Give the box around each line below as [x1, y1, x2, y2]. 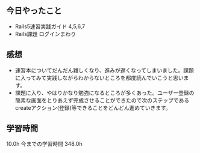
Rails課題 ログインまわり [14, 30, 77, 37]
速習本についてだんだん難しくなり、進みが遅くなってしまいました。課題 [14, 67, 195, 74]
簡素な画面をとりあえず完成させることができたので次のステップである [14, 97, 190, 104]
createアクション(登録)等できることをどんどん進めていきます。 [14, 104, 172, 111]
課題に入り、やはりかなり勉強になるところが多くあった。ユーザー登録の [14, 89, 195, 96]
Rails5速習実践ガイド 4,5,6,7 [14, 23, 86, 30]
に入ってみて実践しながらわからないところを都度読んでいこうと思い [14, 74, 184, 81]
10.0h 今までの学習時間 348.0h [6, 140, 83, 148]
